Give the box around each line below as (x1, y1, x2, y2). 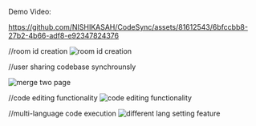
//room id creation (8, 47, 68, 55)
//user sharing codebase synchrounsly (8, 62, 136, 71)
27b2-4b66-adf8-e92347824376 (8, 31, 120, 40)
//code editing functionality (8, 93, 98, 103)
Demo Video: (8, 7, 52, 16)
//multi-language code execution (8, 108, 116, 118)
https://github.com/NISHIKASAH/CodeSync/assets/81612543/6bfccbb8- (8, 22, 249, 31)
